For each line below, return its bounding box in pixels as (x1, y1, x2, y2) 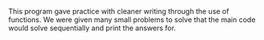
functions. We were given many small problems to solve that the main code (8, 15, 256, 24)
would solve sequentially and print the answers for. (8, 24, 176, 32)
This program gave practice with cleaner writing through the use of (8, 7, 230, 16)
